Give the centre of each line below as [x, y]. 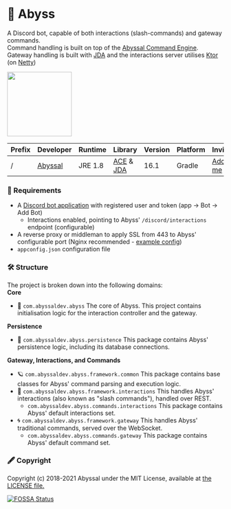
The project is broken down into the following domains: [85, 285]
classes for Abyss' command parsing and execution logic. [99, 383]
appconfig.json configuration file [64, 249]
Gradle [187, 166]
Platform [191, 149]
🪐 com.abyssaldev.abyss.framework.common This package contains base [119, 374]
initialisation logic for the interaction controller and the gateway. [107, 313]
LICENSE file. [26, 485]
